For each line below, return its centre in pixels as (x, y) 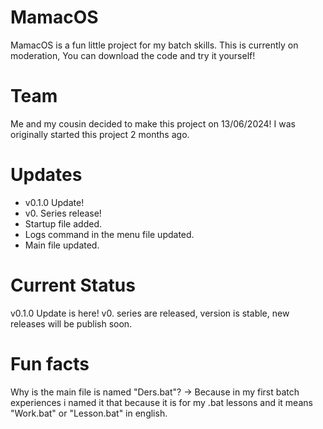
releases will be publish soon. (71, 323)
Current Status (73, 285)
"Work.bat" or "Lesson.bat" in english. (89, 413)
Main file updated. (62, 245)
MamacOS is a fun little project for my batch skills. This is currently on (154, 45)
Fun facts (50, 363)
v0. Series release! (63, 213)
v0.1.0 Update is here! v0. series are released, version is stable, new (150, 313)
